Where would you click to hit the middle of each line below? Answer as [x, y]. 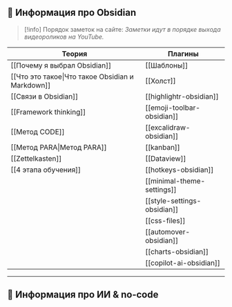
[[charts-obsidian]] [177, 251]
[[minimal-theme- [175, 181]
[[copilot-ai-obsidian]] [183, 263]
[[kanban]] [163, 147]
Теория [75, 54]
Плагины [183, 54]
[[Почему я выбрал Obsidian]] [61, 65]
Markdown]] [31, 85]
